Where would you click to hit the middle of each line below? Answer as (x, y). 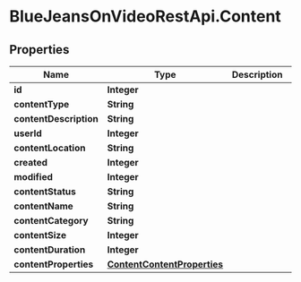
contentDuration (50, 250)
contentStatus (45, 192)
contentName (43, 206)
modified (34, 177)
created (30, 162)
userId (28, 133)
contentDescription (56, 119)
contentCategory (51, 221)
